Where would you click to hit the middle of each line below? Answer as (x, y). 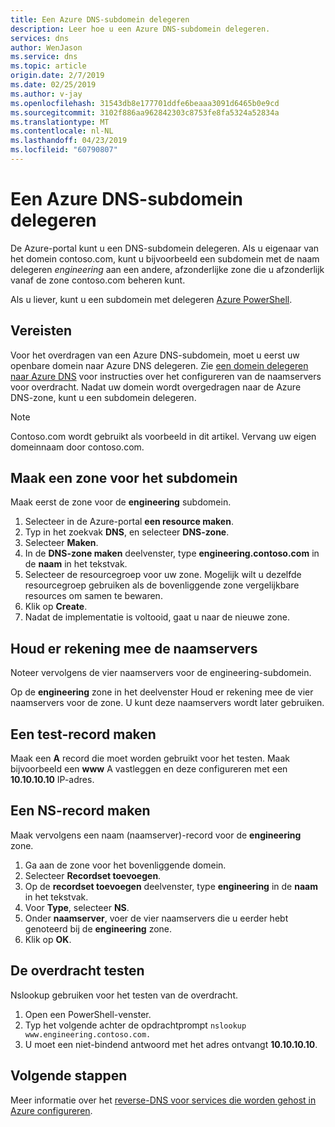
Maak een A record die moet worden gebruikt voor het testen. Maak (150, 758)
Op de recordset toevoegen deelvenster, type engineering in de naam (171, 886)
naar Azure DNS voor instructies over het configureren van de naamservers (166, 376)
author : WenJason (46, 47)
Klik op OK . (48, 939)
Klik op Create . (56, 607)
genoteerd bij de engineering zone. (98, 928)
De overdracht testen (77, 971)
